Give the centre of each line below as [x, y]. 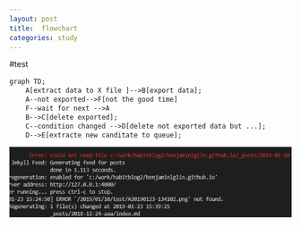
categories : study [43, 38]
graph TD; [28, 82]
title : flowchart [43, 28]
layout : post [34, 19]
